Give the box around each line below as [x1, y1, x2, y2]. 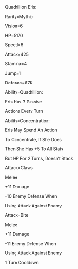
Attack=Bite [5, 212, 29, 218]
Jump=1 [5, 70, 21, 76]
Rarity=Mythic [5, 14, 33, 19]
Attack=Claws [5, 165, 33, 170]
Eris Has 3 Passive [5, 99, 42, 104]
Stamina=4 [5, 61, 27, 66]
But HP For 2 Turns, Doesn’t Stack [5, 156, 74, 161]
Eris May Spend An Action [5, 127, 57, 133]
